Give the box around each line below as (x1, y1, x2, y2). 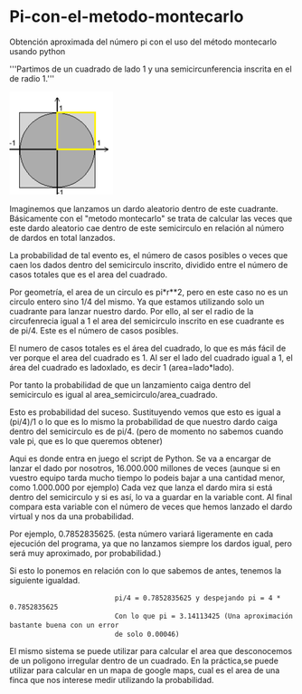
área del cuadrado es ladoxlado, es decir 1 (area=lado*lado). (9, 361, 235, 372)
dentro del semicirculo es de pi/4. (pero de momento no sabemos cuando (9, 426, 284, 437)
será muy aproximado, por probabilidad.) (9, 547, 162, 558)
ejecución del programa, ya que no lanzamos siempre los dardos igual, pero (9, 537, 292, 549)
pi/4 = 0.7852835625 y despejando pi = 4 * (114, 593, 281, 602)
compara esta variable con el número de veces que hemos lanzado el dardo (9, 501, 293, 512)
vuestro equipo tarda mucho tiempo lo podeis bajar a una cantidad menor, (9, 472, 286, 483)
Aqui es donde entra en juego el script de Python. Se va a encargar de (9, 453, 271, 464)
